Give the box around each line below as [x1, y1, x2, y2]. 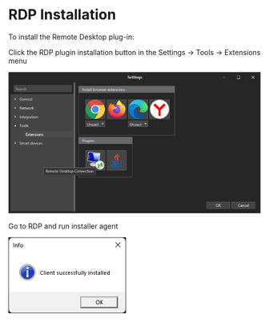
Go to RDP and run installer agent [8, 221, 118, 231]
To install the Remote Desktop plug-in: [8, 32, 134, 42]
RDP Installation [8, 6, 116, 24]
